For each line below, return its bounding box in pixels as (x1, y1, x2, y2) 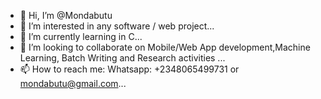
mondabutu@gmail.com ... (19, 78, 127, 89)
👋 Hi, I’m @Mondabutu (19, 10, 113, 21)
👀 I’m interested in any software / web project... (19, 20, 215, 32)
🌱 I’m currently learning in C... (19, 31, 143, 42)
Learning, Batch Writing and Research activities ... (19, 52, 226, 64)
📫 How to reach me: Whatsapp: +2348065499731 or (19, 63, 240, 75)
